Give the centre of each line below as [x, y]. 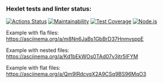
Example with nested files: [38, 50]
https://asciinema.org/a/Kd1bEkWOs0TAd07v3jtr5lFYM [72, 57]
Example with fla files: [32, 33]
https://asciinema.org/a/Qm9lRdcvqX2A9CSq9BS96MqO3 [76, 74]
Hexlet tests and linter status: [49, 9]
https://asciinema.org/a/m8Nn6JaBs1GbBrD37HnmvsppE [75, 39]
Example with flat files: [33, 68]
